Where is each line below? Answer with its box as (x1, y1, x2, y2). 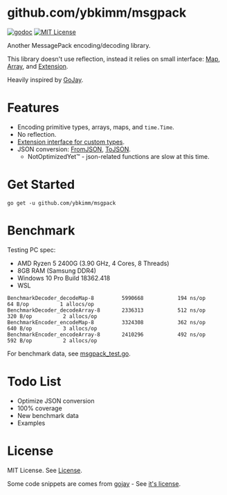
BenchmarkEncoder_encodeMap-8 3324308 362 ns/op (7, 319, 206, 326)
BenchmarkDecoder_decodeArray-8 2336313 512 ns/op (7, 307, 206, 314)
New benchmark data (17, 411, 80, 419)
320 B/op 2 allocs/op (7, 312, 98, 320)
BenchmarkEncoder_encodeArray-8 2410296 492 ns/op (7, 331, 206, 338)
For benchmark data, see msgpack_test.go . (7, 349, 131, 358)
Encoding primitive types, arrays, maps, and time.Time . (17, 123, 174, 131)
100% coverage (17, 404, 62, 412)
